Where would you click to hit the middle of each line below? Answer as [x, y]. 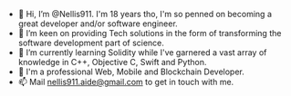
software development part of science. [91, 43]
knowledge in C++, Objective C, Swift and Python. [112, 62]
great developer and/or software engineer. [98, 24]
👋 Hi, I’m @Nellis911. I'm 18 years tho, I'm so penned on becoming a [145, 14]
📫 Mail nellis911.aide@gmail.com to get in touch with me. [126, 82]
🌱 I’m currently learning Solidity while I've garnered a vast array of [142, 53]
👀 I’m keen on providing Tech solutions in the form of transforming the [150, 33]
